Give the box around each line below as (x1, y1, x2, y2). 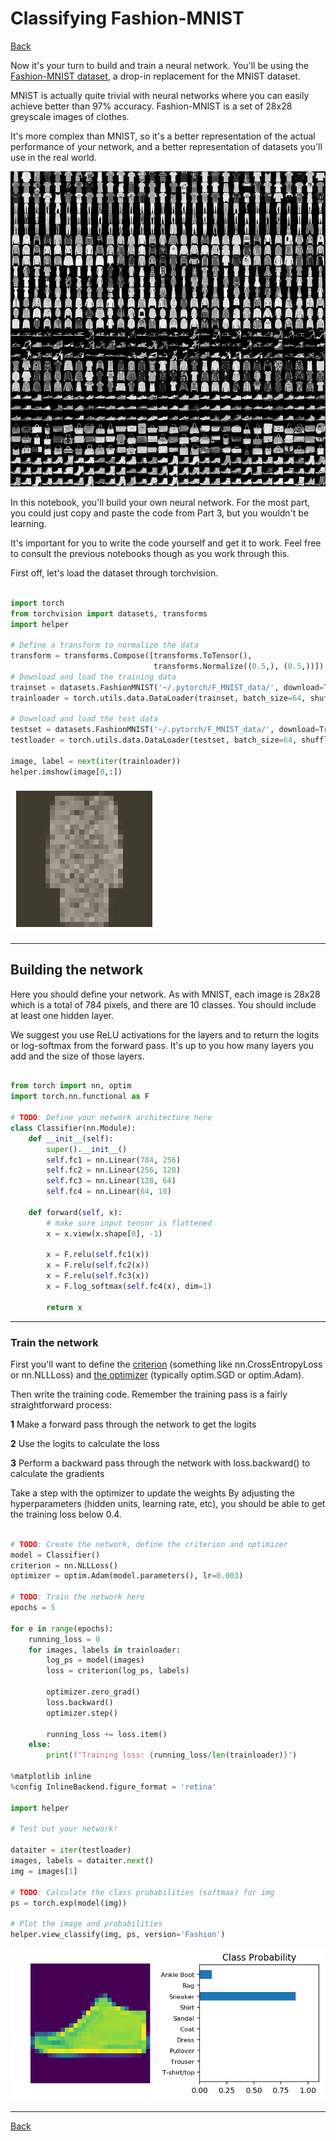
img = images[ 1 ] (10, 1866, 78, 1876)
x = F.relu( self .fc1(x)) (46, 1250, 150, 1260)
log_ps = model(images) (46, 1655, 145, 1666)
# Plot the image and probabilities (10, 1919, 163, 1929)
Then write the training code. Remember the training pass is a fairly (10, 1388, 288, 1400)
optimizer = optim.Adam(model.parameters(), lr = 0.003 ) (10, 1571, 244, 1581)
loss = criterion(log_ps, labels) (46, 1666, 190, 1676)
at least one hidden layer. (10, 1009, 115, 1021)
